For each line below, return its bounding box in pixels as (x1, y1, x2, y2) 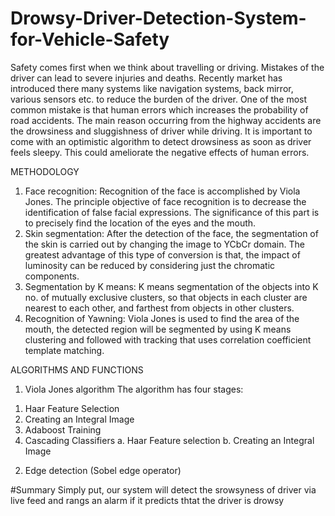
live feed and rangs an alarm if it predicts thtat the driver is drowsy (10, 494, 285, 506)
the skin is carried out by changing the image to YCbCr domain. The (24, 238, 305, 250)
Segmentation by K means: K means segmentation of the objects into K (24, 280, 319, 292)
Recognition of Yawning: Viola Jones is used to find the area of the (24, 312, 300, 324)
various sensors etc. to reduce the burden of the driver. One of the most (10, 93, 308, 105)
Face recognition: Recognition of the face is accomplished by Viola (24, 185, 301, 197)
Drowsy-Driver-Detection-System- (10, 7, 307, 30)
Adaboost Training (24, 423, 102, 436)
